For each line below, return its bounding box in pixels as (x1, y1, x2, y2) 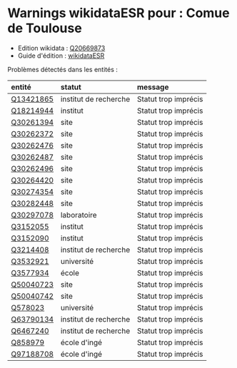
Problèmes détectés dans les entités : (7, 65, 118, 73)
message (136, 82, 169, 92)
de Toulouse (7, 20, 82, 36)
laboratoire (60, 210, 98, 220)
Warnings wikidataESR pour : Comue (7, 5, 230, 21)
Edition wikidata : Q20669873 (17, 44, 106, 52)
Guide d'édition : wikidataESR (17, 51, 105, 60)
